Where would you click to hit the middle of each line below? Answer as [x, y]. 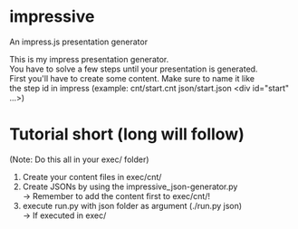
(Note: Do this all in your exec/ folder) [79, 159]
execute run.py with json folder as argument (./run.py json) [132, 205]
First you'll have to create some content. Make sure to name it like [132, 78]
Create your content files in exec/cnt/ [92, 177]
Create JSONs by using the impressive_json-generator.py [130, 186]
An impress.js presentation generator [78, 42]
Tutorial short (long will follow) [127, 134]
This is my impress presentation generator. [89, 59]
